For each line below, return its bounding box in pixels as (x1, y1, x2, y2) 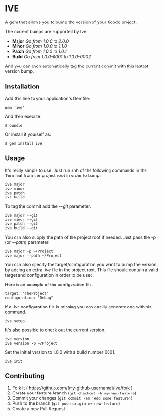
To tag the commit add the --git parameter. (5, 203, 91, 209)
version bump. (5, 68, 34, 74)
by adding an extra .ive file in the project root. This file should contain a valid (5, 267, 158, 273)
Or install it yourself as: (5, 131, 51, 137)
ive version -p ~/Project (5, 341, 57, 346)
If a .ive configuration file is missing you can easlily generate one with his (5, 304, 152, 309)
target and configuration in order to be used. (5, 272, 94, 278)
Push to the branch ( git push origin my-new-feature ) (12, 400, 120, 406)
